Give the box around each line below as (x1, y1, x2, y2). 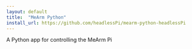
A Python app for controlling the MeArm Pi (6, 36, 112, 44)
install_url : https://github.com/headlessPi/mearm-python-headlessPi (6, 20, 187, 26)
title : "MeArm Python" (6, 14, 67, 20)
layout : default (6, 8, 47, 15)
